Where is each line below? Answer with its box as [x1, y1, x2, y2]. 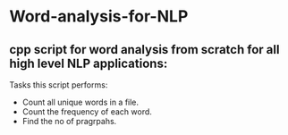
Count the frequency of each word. [21, 106, 152, 117]
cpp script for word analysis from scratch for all [9, 42, 280, 57]
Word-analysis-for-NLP [9, 6, 189, 27]
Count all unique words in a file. [21, 97, 140, 107]
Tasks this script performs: [9, 80, 108, 90]
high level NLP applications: [9, 55, 168, 71]
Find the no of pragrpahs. [21, 116, 117, 126]
